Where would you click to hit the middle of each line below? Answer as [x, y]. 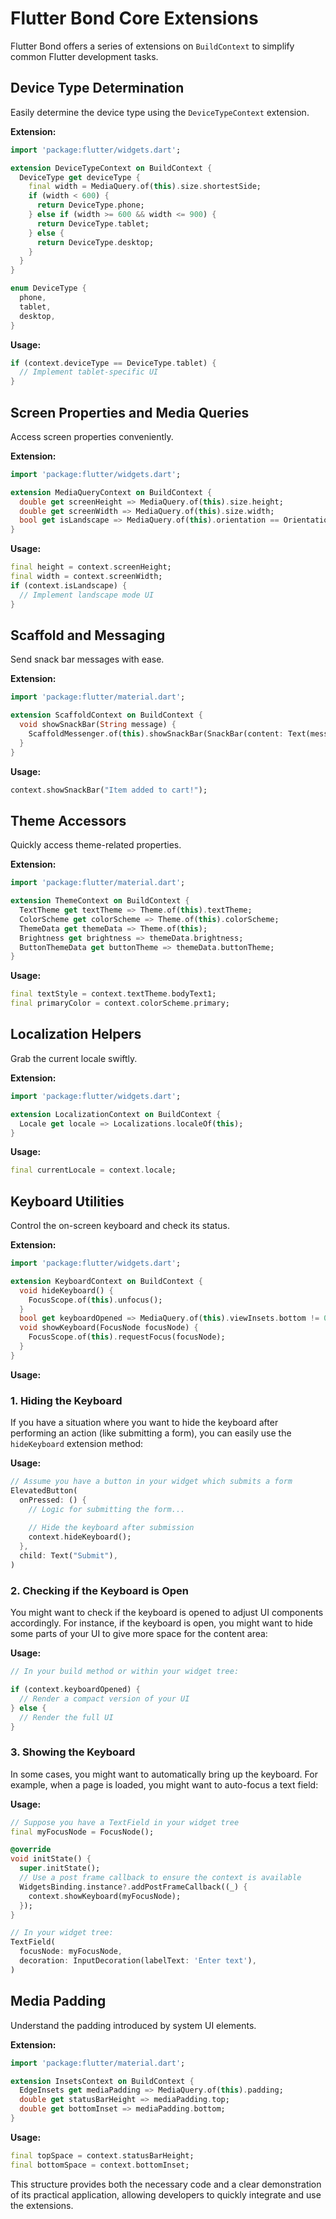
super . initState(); [60, 1868]
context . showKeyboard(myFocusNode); [105, 1896]
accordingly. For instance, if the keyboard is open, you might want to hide [161, 1623]
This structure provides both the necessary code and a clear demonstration [166, 2184]
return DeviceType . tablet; [93, 223]
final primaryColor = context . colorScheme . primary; [120, 1003]
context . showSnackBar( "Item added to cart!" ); [109, 790]
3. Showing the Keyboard [73, 1752]
